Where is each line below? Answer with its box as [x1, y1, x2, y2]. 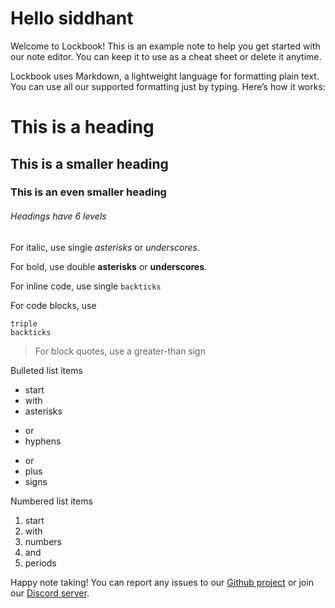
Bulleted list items [10, 364, 83, 376]
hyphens [24, 435, 62, 447]
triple [10, 318, 38, 329]
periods [24, 557, 57, 569]
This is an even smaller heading [10, 185, 167, 199]
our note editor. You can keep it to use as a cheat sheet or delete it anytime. [10, 50, 322, 62]
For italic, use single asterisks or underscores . [10, 241, 200, 253]
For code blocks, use [10, 299, 97, 311]
